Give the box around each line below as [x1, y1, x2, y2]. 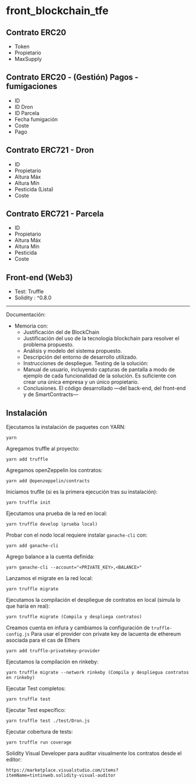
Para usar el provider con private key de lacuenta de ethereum [31, 630, 181, 638]
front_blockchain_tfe [6, 4, 109, 18]
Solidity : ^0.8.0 [14, 294, 52, 301]
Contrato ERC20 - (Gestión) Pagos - [6, 72, 139, 83]
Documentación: [6, 311, 46, 318]
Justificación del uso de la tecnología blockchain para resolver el [23, 335, 180, 342]
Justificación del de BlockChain [23, 329, 100, 336]
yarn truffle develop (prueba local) [6, 521, 98, 527]
